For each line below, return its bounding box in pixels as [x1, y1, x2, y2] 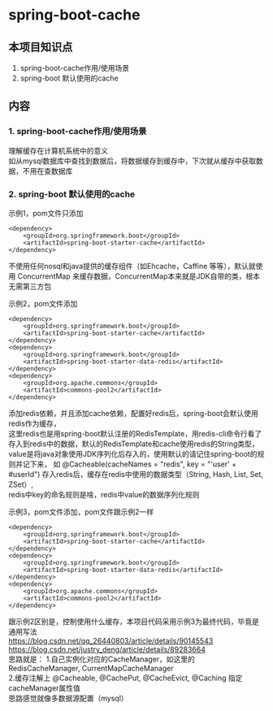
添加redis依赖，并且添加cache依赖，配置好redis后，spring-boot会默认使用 [8, 408, 258, 418]
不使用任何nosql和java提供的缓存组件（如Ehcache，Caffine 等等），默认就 [8, 261, 256, 271]
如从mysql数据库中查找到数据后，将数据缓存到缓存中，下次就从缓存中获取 [8, 156, 257, 166]
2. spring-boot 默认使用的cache [8, 189, 136, 200]
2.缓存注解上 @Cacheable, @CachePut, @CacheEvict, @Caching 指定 [8, 673, 243, 683]
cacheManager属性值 [8, 683, 81, 692]
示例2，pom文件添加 [8, 298, 78, 308]
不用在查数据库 [22, 166, 73, 176]
